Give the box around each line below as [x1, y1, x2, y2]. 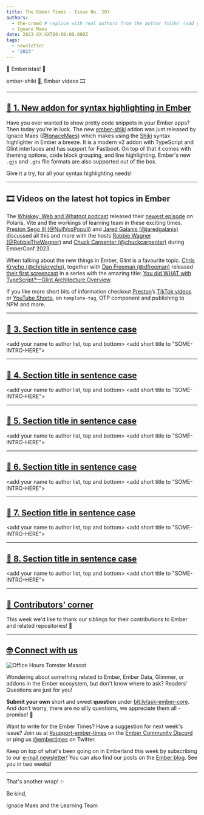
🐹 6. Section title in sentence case [6, 462, 137, 472]
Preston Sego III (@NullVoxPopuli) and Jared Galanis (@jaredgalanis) [6, 225, 178, 233]
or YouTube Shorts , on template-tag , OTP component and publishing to [6, 294, 185, 301]
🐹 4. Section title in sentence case [6, 370, 137, 380]
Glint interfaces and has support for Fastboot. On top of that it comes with [6, 145, 191, 152]
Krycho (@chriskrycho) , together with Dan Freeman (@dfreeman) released [6, 263, 193, 270]
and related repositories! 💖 [6, 622, 73, 630]
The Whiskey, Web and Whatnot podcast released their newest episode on [6, 213, 193, 220]
